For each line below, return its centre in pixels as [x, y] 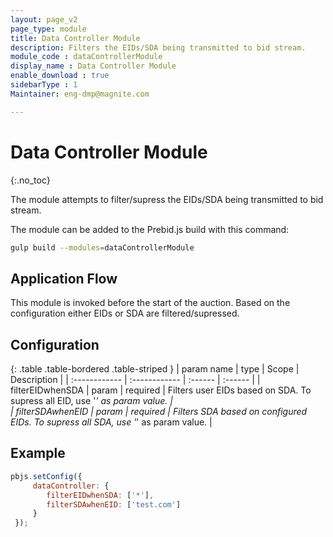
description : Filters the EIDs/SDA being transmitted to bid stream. [158, 47]
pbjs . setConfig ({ [46, 476]
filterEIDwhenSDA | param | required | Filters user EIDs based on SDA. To [161, 390]
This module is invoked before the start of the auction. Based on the [150, 303]
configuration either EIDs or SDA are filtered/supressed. [125, 313]
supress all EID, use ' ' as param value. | [91, 401]
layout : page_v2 [44, 19]
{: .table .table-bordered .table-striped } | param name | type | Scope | [155, 369]
